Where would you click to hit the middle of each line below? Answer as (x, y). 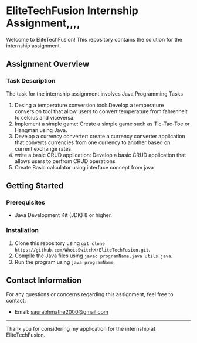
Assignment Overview (48, 64)
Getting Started (35, 186)
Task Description (31, 81)
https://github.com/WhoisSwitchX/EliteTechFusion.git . (82, 249)
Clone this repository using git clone (60, 243)
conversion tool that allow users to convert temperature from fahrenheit (101, 111)
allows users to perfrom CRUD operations (65, 161)
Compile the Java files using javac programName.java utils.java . (94, 256)
